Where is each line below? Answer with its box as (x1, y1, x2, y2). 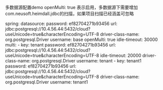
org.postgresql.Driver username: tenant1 (5, 79, 88, 85)
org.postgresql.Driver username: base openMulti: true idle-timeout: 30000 (5, 36, 158, 42)
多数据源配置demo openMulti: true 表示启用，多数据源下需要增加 (5, 4, 138, 10)
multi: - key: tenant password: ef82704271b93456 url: (5, 42, 116, 47)
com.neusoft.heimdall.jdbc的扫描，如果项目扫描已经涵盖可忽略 (5, 10, 134, 16)
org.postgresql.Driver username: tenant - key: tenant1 (31, 58, 142, 63)
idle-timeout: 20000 (100, 52, 142, 58)
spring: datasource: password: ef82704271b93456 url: (5, 20, 118, 26)
